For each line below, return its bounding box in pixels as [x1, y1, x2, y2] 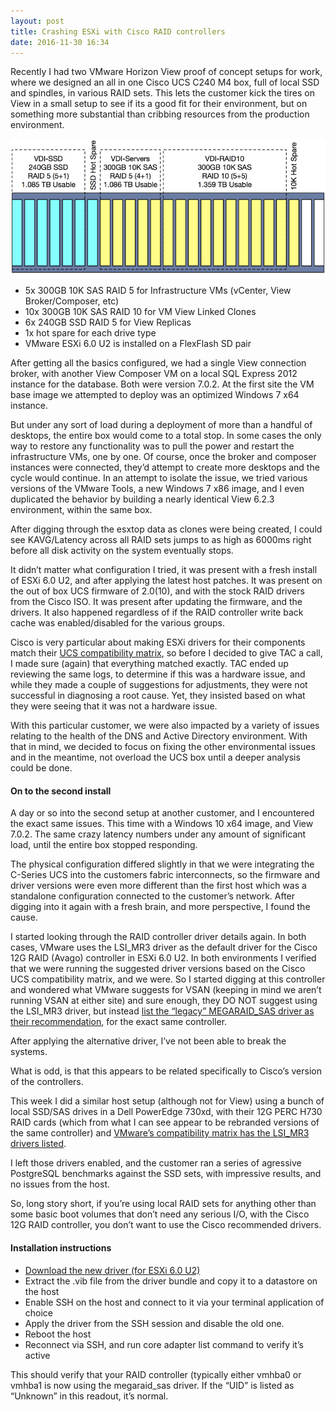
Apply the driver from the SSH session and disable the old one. [24, 1317, 285, 1329]
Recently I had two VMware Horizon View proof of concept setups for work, [10, 66, 323, 78]
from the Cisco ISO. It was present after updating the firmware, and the [10, 596, 303, 608]
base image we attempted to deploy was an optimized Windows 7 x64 [10, 389, 300, 401]
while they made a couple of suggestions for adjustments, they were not [10, 679, 308, 691]
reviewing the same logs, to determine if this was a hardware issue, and [10, 668, 306, 680]
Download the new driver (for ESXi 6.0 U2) [24, 1264, 201, 1276]
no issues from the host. [10, 1178, 110, 1190]
